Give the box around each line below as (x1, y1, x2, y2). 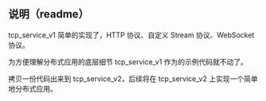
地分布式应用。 (8, 84, 57, 93)
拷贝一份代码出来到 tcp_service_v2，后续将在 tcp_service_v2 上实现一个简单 (8, 74, 258, 84)
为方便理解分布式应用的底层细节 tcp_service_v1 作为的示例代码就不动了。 (8, 56, 248, 66)
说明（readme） (8, 7, 89, 21)
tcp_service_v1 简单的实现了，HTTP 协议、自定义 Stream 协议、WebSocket (8, 30, 255, 40)
